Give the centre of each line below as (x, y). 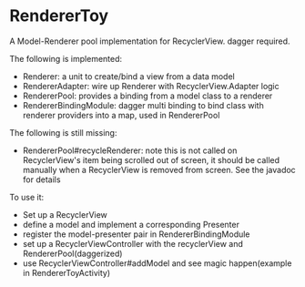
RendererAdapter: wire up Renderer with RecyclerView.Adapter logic (151, 86)
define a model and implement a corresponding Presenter (131, 224)
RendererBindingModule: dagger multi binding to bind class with (143, 105)
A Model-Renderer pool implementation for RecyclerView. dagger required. (150, 41)
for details (41, 179)
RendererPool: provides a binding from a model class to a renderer (147, 96)
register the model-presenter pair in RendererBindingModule (136, 234)
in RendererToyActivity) (66, 272)
